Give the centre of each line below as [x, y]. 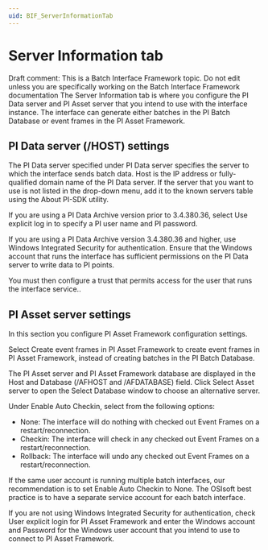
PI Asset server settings [70, 314]
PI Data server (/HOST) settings [89, 146]
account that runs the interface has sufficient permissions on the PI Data [128, 256]
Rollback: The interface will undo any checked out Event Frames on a [134, 457]
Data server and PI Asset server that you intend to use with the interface [128, 103]
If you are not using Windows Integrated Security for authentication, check [132, 513]
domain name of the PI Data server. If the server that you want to [146, 183]
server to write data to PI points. [62, 265]
